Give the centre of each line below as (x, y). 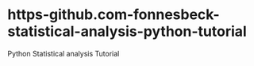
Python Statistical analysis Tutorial (63, 53)
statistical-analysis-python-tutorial (127, 31)
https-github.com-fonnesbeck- (114, 15)
